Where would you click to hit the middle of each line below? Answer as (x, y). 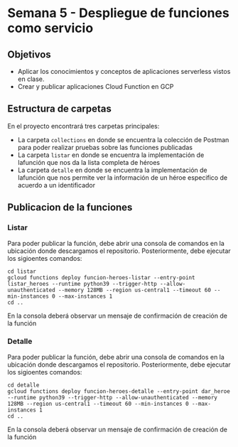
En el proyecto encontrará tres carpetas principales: (83, 126)
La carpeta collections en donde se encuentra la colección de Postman (123, 139)
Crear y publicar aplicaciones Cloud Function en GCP (96, 86)
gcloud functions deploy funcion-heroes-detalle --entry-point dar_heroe (119, 391)
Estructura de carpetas (60, 109)
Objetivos (29, 54)
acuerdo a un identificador (56, 185)
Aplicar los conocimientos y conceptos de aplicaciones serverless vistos (124, 71)
